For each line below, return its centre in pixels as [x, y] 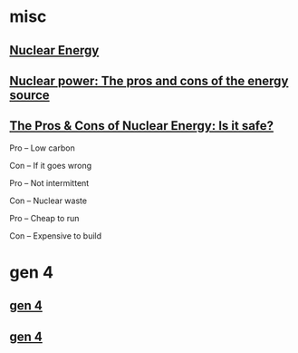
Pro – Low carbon [42, 148]
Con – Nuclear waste [48, 201]
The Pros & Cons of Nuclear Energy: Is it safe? [142, 126]
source [29, 95]
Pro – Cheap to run [44, 218]
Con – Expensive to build [56, 235]
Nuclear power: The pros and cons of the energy [149, 80]
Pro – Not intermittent [49, 182]
